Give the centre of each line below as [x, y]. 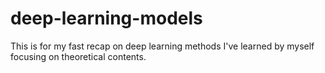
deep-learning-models [106, 18]
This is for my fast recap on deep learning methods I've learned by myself [162, 46]
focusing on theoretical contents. [78, 56]
